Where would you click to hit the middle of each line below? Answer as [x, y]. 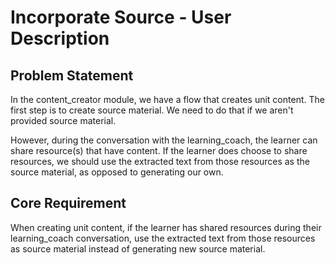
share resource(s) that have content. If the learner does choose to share [159, 150]
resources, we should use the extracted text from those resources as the [160, 161]
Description [60, 38]
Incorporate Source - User [121, 17]
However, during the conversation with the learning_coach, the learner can [164, 140]
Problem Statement [72, 75]
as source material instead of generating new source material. [138, 248]
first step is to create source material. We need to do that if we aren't [152, 110]
